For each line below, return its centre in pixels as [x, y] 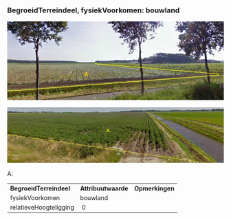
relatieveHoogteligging [42, 208]
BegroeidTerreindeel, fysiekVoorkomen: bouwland [93, 10]
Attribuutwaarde [104, 188]
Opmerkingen [154, 188]
